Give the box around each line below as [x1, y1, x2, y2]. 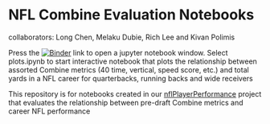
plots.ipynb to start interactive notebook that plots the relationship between [8, 56, 257, 66]
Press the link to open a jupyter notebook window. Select [8, 48, 228, 57]
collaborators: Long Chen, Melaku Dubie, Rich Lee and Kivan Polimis [8, 32, 235, 42]
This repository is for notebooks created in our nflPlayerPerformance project [8, 89, 262, 98]
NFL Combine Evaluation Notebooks [8, 6, 255, 24]
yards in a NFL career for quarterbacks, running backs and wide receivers [8, 73, 253, 83]
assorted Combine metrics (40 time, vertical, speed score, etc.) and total [8, 64, 249, 74]
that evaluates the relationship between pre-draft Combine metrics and [8, 97, 243, 107]
